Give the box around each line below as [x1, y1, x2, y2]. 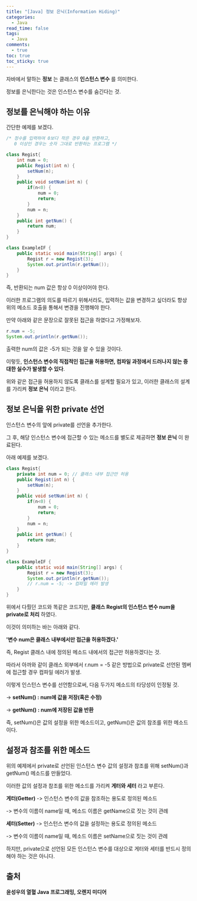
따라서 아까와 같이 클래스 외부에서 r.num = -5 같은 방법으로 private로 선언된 [6, 661, 181, 668]
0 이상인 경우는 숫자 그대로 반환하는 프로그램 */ [14, 141, 117, 147]
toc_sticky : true [6, 58, 49, 64]
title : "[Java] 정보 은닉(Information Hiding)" [6, 8, 120, 15]
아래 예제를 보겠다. [6, 454, 49, 461]
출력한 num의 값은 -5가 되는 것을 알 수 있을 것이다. [6, 345, 123, 352]
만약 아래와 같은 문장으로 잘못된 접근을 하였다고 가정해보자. [6, 316, 142, 323]
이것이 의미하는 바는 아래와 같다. [6, 623, 81, 630]
